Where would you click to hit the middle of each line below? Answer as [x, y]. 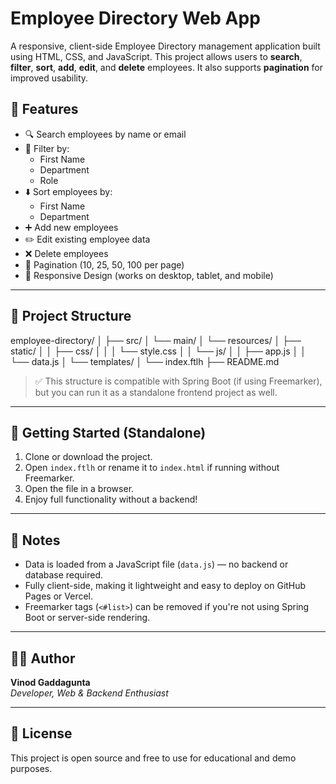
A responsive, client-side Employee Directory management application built [165, 46]
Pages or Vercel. [59, 596]
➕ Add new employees [71, 227]
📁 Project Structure [71, 316]
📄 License [41, 733]
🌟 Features [44, 109]
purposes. [31, 768]
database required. [64, 575]
